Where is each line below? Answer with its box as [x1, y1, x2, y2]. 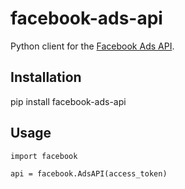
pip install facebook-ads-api [10, 95, 127, 107]
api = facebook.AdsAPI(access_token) [10, 168, 168, 179]
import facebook [10, 151, 78, 161]
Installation [10, 69, 82, 86]
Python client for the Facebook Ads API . [10, 40, 175, 52]
